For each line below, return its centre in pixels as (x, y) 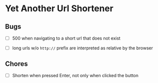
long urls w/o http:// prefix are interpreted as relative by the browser (82, 48)
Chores (16, 64)
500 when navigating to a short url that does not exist (66, 38)
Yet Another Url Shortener (59, 9)
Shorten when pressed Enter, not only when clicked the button (75, 75)
